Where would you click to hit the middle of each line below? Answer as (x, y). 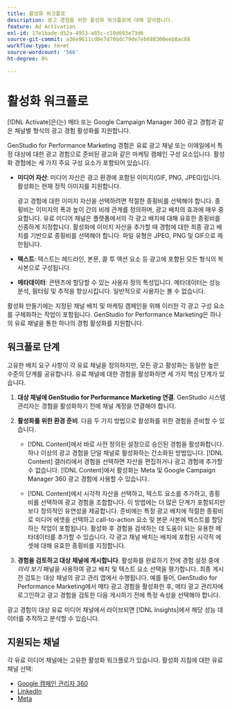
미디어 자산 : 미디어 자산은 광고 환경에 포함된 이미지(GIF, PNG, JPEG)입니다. (119, 177)
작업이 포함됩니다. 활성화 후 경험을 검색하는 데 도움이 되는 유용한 (127, 528)
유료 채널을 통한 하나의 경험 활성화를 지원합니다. (79, 323)
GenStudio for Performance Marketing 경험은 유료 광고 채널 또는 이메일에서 (111, 145)
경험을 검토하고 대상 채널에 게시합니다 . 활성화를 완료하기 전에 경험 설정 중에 (118, 560)
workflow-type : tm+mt (38, 46)
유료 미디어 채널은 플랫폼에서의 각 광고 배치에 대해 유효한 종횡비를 (132, 218)
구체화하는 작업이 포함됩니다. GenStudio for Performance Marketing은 (111, 314)
